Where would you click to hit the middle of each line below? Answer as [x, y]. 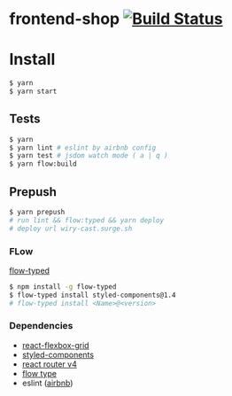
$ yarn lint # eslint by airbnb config [83, 148]
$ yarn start [33, 91]
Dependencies [41, 326]
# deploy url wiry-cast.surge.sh [71, 229]
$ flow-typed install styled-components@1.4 [93, 295]
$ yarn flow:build [43, 164]
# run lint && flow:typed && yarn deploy [87, 220]
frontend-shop [65, 19]
